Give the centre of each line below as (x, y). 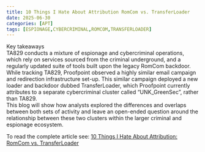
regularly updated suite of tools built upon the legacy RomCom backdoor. (99, 66)
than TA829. (22, 99)
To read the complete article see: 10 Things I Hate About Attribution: (92, 137)
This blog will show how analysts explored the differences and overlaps (96, 105)
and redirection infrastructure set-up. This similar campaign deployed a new (102, 79)
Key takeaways (25, 47)
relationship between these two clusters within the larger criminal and (94, 118)
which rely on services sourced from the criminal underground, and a (94, 59)
